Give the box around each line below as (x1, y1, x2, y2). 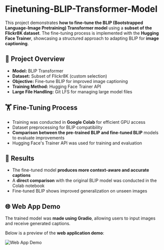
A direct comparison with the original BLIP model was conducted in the (12, 178, 157, 184)
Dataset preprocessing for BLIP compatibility (12, 124, 103, 130)
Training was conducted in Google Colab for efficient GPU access (12, 119, 146, 125)
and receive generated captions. (5, 221, 71, 226)
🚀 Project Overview (5, 55, 65, 63)
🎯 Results (5, 154, 34, 163)
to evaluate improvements (12, 135, 65, 140)
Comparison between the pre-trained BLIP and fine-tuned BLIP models (12, 129, 159, 136)
